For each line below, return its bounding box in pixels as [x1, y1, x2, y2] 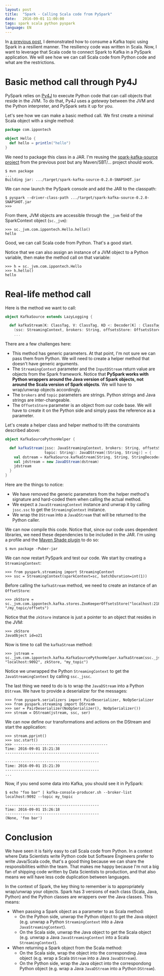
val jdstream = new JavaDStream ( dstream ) [14, 459, 99, 464]
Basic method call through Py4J [5, 77, 138, 88]
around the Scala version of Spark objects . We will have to [12, 382, 132, 387]
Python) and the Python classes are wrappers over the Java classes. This [5, 893, 153, 899]
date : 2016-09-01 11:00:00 [5, 16, 64, 21]
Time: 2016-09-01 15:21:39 [5, 764, 60, 768]
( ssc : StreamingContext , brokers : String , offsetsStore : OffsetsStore [14, 328, 161, 333]
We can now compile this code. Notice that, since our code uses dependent [5, 527, 158, 532]
